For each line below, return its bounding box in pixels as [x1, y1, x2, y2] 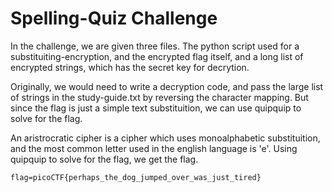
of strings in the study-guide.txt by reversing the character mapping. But [10, 91, 309, 103]
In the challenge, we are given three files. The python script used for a [10, 40, 300, 52]
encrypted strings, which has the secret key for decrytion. [10, 61, 250, 73]
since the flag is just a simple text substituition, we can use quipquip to [10, 102, 302, 114]
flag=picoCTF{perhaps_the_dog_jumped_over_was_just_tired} [10, 172, 262, 182]
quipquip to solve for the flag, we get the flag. [10, 153, 199, 165]
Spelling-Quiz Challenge [10, 7, 218, 30]
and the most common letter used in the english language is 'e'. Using [10, 142, 298, 154]
